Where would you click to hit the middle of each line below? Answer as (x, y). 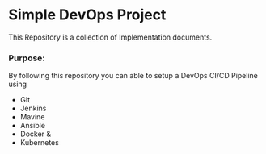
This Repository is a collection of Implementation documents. (110, 37)
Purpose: (27, 58)
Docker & (36, 134)
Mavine (32, 117)
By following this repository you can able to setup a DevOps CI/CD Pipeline (133, 76)
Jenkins (33, 108)
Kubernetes (39, 143)
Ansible (33, 126)
